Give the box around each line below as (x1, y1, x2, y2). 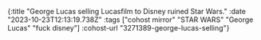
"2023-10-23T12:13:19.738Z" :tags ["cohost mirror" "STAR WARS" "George (7, 15, 254, 24)
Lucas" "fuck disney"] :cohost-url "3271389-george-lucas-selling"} (7, 24, 230, 32)
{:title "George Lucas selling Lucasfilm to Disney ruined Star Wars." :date (7, 7, 247, 16)
